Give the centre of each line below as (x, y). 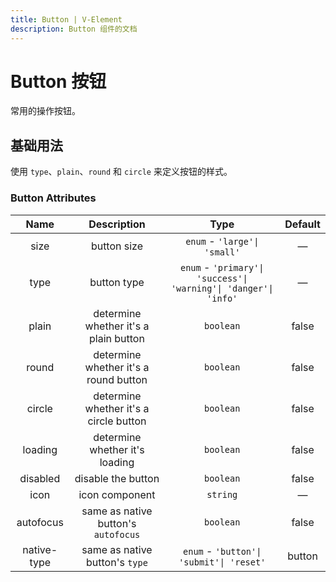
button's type (117, 562)
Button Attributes (53, 198)
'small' (222, 252)
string (222, 494)
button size (117, 246)
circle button (117, 421)
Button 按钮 (58, 81)
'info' (222, 298)
